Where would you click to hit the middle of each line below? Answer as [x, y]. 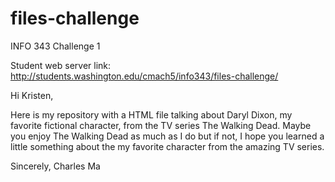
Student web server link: [61, 65]
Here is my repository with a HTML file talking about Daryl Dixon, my [151, 114]
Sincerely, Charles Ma [55, 166]
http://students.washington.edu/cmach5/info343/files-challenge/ [144, 76]
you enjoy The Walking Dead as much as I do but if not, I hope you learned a [167, 136]
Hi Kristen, [32, 95]
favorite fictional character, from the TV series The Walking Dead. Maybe [161, 125]
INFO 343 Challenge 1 [55, 46]
